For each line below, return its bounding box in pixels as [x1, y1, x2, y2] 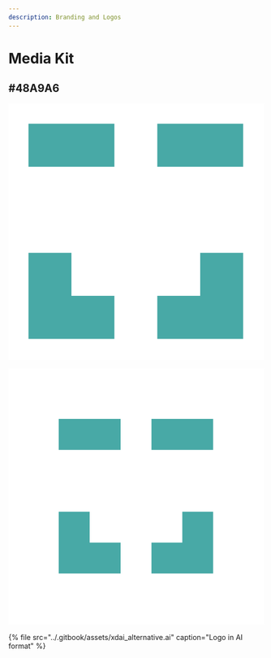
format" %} [8, 641, 46, 651]
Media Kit [8, 49, 75, 68]
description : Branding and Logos [8, 13, 122, 21]
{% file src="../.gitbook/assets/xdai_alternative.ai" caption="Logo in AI [8, 632, 243, 642]
